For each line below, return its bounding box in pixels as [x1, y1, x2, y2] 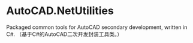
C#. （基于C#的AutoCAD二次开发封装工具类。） [6, 31, 123, 38]
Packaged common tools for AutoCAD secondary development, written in [6, 24, 188, 31]
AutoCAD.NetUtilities [6, 4, 114, 18]
